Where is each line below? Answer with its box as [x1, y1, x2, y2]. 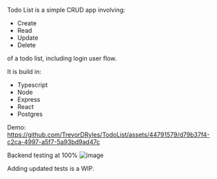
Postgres [17, 110, 43, 118]
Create [17, 19, 37, 27]
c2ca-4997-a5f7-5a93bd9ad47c [7, 138, 101, 146]
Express [17, 95, 41, 104]
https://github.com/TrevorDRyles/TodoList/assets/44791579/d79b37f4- [7, 130, 210, 139]
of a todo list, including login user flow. [7, 54, 117, 62]
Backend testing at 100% [7, 151, 78, 159]
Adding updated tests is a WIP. [7, 165, 94, 172]
